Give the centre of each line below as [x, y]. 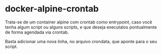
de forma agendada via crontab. [37, 32]
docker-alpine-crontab [52, 9]
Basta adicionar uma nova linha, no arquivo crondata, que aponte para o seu [81, 41]
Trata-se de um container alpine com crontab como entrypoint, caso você [79, 22]
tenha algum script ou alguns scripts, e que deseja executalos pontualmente [81, 27]
